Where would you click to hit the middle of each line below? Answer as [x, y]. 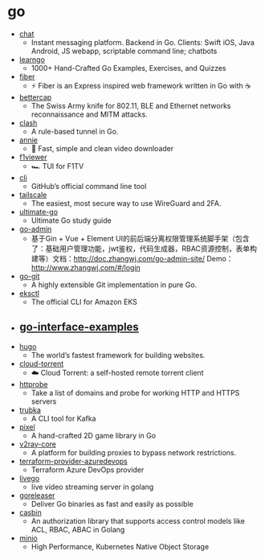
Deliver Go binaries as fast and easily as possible [112, 504]
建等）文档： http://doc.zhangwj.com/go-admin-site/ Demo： [132, 258]
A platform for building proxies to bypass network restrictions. [134, 452]
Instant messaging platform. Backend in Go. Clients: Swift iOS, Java [143, 42]
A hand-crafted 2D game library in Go [94, 435]
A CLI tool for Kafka [63, 418]
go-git [29, 276]
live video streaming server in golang [92, 487]
